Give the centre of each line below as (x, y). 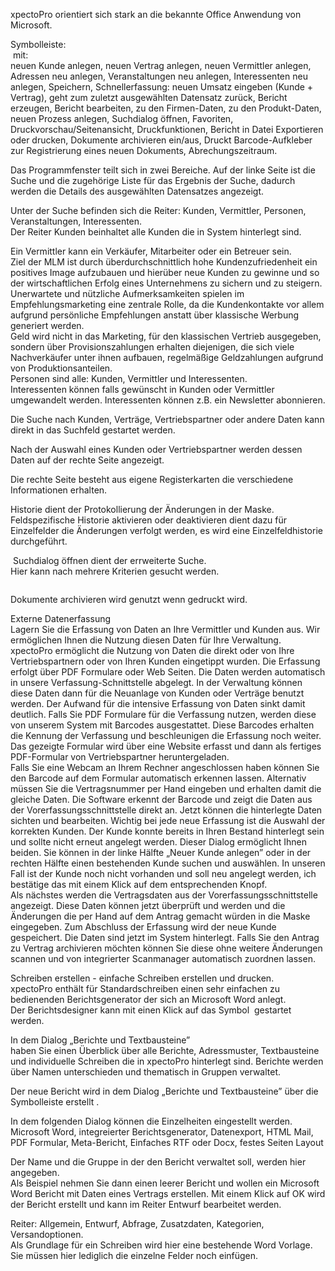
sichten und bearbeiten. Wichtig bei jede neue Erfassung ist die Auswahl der (168, 820)
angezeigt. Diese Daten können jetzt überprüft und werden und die (148, 905)
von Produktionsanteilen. (61, 368)
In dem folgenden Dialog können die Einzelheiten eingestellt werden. (151, 1121)
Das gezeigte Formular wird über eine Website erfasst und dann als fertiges (166, 746)
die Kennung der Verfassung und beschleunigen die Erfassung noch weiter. (166, 735)
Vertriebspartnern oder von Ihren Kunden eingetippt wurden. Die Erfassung (165, 661)
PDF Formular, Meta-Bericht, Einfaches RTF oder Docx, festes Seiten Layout (167, 1142)
